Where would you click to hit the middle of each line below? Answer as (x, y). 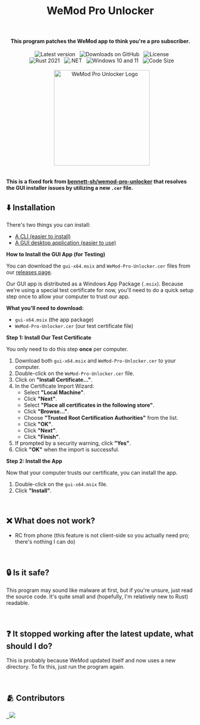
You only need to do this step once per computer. (67, 349)
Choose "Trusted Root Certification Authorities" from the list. (101, 417)
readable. (18, 603)
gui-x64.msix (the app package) (54, 320)
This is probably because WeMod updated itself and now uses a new (91, 661)
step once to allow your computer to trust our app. (68, 296)
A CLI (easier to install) (43, 236)
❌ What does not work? (51, 521)
